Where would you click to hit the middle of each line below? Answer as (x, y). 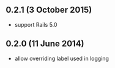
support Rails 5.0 (36, 24)
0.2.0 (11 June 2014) (45, 44)
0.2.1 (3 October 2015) (49, 10)
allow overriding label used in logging (62, 58)
